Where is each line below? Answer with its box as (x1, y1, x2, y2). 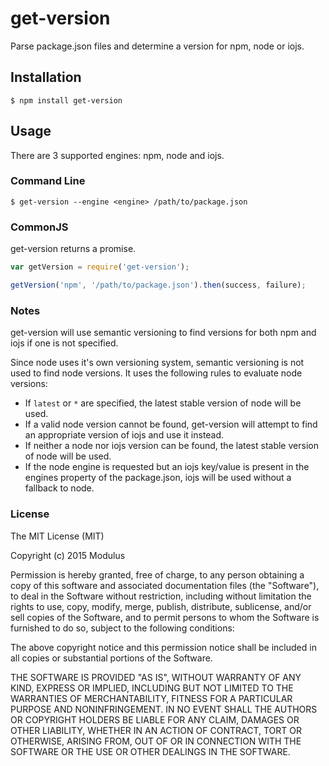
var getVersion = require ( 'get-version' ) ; (10, 262, 190, 272)
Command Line (10, 174, 86, 188)
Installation (10, 69, 82, 86)
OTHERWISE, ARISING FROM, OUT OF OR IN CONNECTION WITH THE (10, 735, 302, 747)
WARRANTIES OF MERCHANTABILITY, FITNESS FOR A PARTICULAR (10, 692, 293, 704)
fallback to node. (24, 482, 95, 494)
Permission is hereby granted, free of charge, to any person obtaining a (10, 568, 305, 581)
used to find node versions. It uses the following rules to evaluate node (10, 367, 303, 379)
